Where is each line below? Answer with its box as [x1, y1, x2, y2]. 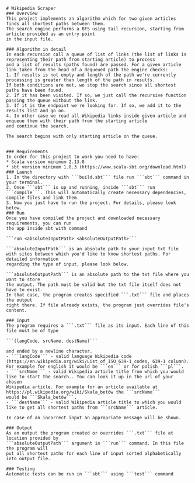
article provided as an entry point [6, 31, 95, 37]
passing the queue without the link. [6, 98, 98, 103]
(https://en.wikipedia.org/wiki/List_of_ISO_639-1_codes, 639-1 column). [6, 358, 190, 364]
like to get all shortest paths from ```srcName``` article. [6, 405, 158, 410]
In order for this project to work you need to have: [6, 154, 140, 160]
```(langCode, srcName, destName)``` [6, 338, 98, 344]
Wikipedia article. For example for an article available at [6, 384, 158, 390]
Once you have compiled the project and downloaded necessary [6, 215, 161, 221]
